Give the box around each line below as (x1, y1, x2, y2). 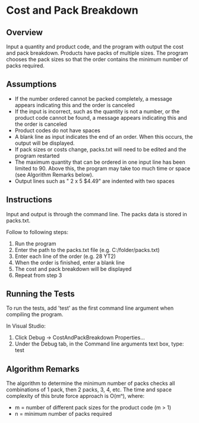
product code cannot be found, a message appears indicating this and (14, 114, 187, 121)
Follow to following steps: (6, 228, 68, 235)
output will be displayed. (14, 139, 75, 147)
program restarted (14, 152, 60, 159)
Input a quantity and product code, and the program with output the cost (6, 43, 184, 50)
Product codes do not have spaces (14, 126, 101, 134)
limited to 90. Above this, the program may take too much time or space (14, 164, 191, 172)
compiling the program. (6, 311, 64, 318)
